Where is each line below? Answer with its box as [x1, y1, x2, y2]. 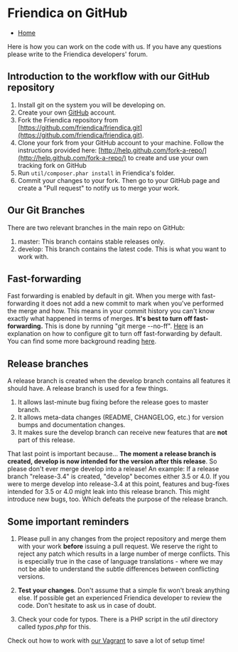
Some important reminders [7, 515, 129, 527]
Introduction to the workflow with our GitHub [7, 70, 210, 83]
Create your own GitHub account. [17, 108, 117, 117]
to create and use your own [127, 153, 208, 162]
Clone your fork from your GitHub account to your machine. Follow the [17, 138, 225, 147]
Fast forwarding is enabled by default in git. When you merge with [7, 292, 200, 300]
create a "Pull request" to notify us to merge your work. [17, 184, 180, 192]
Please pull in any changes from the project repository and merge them [17, 535, 227, 542]
